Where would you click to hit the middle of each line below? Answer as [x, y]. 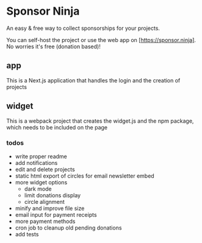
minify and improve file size [50, 208]
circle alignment [45, 201]
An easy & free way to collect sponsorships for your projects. [83, 28]
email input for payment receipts [56, 214]
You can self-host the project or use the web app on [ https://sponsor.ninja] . [101, 40]
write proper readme [41, 156]
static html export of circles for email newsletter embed [85, 176]
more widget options [41, 182]
